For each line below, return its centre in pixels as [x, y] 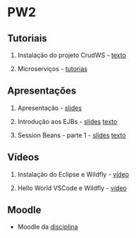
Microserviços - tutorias [52, 69]
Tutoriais [27, 38]
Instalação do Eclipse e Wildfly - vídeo [73, 174]
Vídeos [23, 157]
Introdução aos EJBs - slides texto [67, 121]
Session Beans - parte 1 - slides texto [72, 135]
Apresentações [42, 91]
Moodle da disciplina [48, 227]
